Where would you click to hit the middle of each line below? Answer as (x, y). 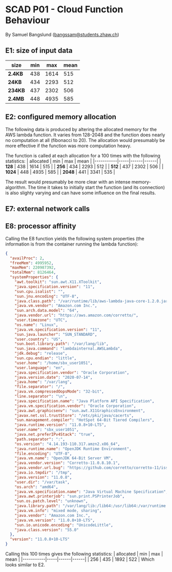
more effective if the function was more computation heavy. (68, 146)
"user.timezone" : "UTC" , (41, 320)
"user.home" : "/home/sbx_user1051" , (54, 363)
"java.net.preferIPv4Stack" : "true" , (55, 435)
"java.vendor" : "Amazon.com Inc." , (52, 515)
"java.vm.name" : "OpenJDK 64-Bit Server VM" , (64, 458)
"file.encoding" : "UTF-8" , (43, 454)
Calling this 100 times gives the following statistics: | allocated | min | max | (84, 554)
